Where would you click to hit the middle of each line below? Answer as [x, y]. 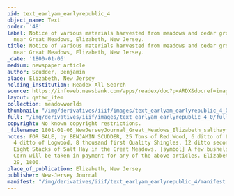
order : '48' [24, 26]
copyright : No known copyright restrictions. [74, 123]
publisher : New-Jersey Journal [53, 175]
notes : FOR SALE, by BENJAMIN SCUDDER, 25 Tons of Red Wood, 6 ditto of [115, 136]
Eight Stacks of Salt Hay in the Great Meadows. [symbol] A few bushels [121, 149]
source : [18, 91]
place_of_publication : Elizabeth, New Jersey [74, 169]
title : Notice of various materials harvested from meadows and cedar [112, 46]
